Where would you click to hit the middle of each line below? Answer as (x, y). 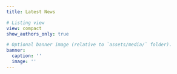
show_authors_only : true (38, 34)
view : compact (24, 28)
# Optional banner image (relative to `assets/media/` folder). (89, 45)
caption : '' (27, 56)
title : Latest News (31, 12)
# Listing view (25, 23)
